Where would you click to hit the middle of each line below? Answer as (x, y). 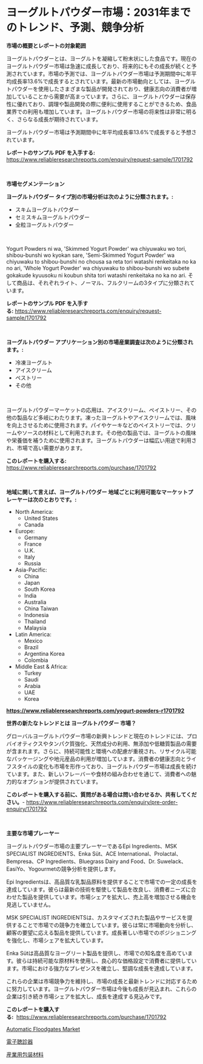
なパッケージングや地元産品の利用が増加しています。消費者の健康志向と (96, 759)
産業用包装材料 (25, 1054)
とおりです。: (60, 499)
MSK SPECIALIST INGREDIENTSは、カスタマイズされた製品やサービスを (97, 917)
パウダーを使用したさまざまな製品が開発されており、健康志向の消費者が (101, 89)
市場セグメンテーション (35, 183)
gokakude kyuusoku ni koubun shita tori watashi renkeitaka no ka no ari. (96, 275)
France (33, 544)
